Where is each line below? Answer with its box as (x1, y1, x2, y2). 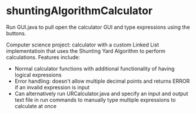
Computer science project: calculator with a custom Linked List (6, 41, 159, 48)
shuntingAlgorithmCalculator (6, 4, 153, 18)
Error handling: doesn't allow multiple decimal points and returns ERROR (14, 78, 190, 85)
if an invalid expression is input (14, 83, 90, 90)
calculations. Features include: (6, 53, 81, 61)
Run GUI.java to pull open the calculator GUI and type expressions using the (6, 24, 190, 31)
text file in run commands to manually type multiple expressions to (14, 96, 176, 103)
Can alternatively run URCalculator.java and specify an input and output (14, 90, 188, 97)
